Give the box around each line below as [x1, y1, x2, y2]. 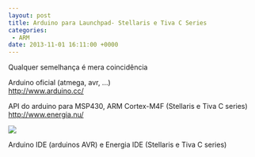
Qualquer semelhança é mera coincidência [8, 62, 148, 72]
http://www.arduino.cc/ [8, 86, 85, 95]
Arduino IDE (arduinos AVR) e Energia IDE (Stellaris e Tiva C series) [8, 140, 227, 150]
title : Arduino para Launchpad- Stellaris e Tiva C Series [8, 19, 207, 27]
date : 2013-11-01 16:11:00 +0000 [8, 41, 119, 49]
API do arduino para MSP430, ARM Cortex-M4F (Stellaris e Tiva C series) [8, 102, 248, 111]
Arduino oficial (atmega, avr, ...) [8, 78, 111, 88]
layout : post [8, 11, 51, 20]
